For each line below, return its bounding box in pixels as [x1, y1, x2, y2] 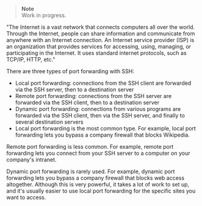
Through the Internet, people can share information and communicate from [6, 30, 195, 37]
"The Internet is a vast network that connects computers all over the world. [6, 24, 195, 30]
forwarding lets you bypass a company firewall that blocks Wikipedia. [15, 131, 190, 138]
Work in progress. [21, 12, 67, 19]
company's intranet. [6, 156, 57, 163]
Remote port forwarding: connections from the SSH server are [15, 93, 172, 99]
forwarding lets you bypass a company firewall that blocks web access [6, 174, 185, 182]
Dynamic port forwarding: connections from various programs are [15, 105, 181, 112]
